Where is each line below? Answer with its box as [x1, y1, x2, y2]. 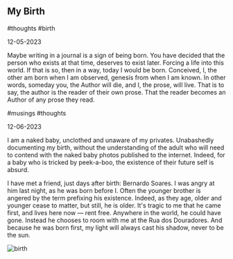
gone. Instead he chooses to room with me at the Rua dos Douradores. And [7, 216, 223, 224]
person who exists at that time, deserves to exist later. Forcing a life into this [7, 58, 224, 67]
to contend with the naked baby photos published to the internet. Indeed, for [7, 150, 225, 159]
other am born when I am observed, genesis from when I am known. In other [7, 73, 226, 81]
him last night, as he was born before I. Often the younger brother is [7, 186, 201, 194]
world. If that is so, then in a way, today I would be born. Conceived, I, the [7, 65, 217, 74]
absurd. [7, 165, 29, 173]
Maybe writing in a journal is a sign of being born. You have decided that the [7, 51, 225, 59]
